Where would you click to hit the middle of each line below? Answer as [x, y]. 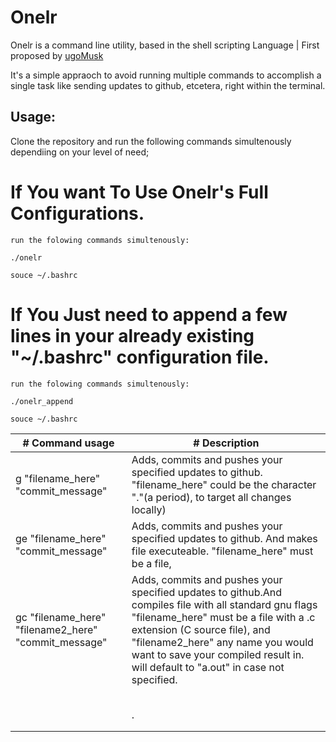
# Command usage [68, 443]
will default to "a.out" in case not [208, 667]
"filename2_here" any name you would [222, 642]
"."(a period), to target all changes [211, 497]
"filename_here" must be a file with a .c [223, 617]
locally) [149, 509]
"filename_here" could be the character [224, 484]
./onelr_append [42, 401]
